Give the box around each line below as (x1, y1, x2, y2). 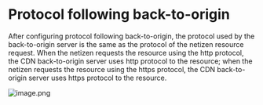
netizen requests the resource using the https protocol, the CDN (8, 64, 216, 74)
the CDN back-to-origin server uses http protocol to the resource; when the (8, 56, 253, 66)
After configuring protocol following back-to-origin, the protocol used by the (8, 31, 255, 41)
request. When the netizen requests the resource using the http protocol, (8, 48, 245, 57)
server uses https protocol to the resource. (28, 73, 167, 82)
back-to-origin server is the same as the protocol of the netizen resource (8, 39, 244, 49)
